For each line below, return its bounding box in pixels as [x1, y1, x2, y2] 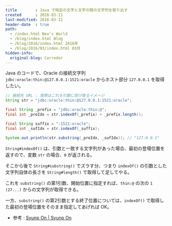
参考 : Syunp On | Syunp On [12, 214, 72, 221]
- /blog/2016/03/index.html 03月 [10, 46, 81, 51]
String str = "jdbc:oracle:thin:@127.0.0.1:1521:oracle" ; [5, 98, 132, 103]
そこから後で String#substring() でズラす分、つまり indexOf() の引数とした [5, 162, 167, 168]
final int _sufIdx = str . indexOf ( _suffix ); [5, 126, 100, 131]
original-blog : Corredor [10, 55, 63, 61]
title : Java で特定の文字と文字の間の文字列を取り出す [5, 7, 128, 13]
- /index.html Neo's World [10, 31, 68, 36]
